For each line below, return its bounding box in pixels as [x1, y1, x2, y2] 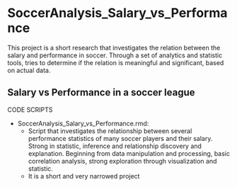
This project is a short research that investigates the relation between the [7, 43, 221, 52]
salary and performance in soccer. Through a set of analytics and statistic [7, 51, 223, 59]
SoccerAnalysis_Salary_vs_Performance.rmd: [17, 119, 149, 127]
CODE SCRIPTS [7, 105, 53, 114]
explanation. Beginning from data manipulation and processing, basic [28, 149, 230, 157]
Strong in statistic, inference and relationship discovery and [28, 142, 202, 150]
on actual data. [7, 66, 51, 74]
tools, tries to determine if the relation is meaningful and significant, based [7, 58, 224, 67]
